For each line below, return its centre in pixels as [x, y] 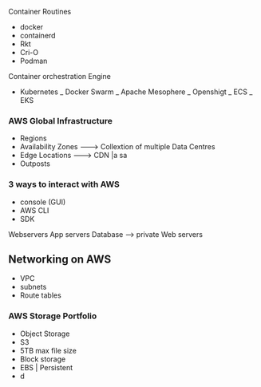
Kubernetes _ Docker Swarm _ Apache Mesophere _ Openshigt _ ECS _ [136, 92]
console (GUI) [43, 202]
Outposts [35, 164]
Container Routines [40, 12]
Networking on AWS [60, 259]
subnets [33, 287]
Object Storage [45, 334]
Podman [34, 61]
